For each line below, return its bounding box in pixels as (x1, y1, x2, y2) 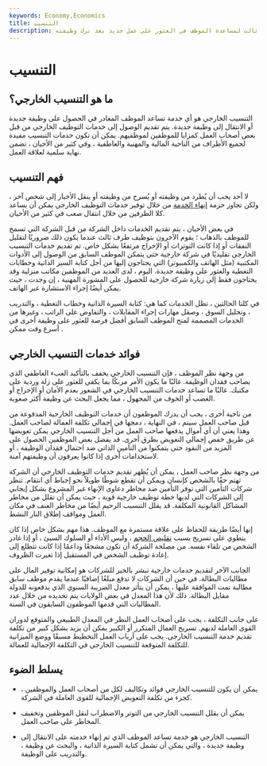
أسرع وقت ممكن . (9, 324, 64, 334)
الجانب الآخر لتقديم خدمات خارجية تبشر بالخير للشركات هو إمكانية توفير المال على (9, 565, 251, 574)
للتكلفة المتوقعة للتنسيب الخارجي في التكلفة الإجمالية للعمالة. (9, 640, 190, 649)
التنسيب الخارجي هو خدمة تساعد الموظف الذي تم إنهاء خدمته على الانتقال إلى (20, 732, 250, 741)
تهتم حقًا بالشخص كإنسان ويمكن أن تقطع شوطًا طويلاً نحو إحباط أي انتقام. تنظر (9, 475, 242, 484)
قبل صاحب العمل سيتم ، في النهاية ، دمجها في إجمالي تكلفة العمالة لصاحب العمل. (9, 417, 250, 427)
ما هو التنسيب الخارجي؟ (9, 92, 114, 106)
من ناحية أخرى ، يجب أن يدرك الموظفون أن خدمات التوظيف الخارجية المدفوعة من (9, 409, 252, 418)
